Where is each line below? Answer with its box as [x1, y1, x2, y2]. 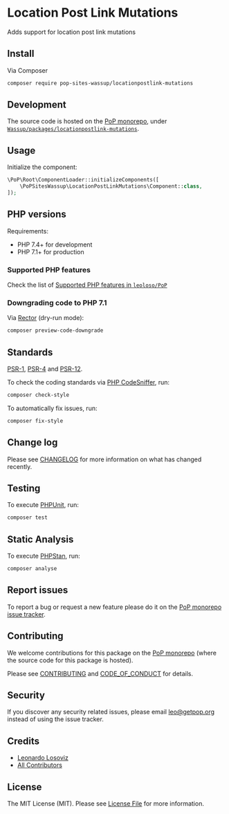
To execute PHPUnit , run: [7, 501, 80, 509]
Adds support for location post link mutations [7, 28, 136, 36]
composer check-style [7, 391, 70, 398]
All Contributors [17, 761, 62, 770]
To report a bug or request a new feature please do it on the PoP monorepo [7, 603, 222, 611]
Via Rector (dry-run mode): [7, 314, 84, 322]
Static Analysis [7, 533, 74, 545]
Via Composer [7, 66, 48, 74]
